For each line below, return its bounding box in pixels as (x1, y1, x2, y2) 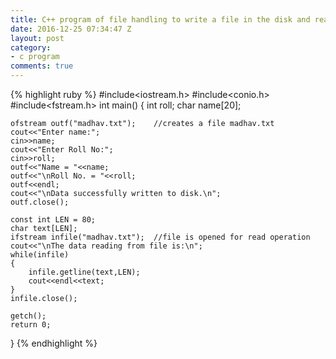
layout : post (10, 33, 65, 43)
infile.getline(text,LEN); (28, 267, 141, 277)
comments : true (10, 61, 74, 71)
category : (10, 42, 52, 53)
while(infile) (10, 250, 70, 260)
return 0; (10, 320, 52, 330)
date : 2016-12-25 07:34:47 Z (10, 24, 132, 34)
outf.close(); (10, 197, 70, 207)
